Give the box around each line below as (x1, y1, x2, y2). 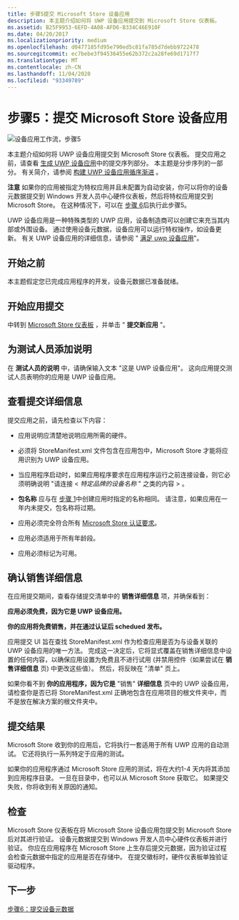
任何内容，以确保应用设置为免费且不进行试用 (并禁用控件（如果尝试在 (19, 655, 225, 664)
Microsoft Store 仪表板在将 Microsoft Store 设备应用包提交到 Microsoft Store (7, 826, 232, 834)
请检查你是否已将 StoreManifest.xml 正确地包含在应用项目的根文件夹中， (7, 689, 221, 697)
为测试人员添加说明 (7, 344, 92, 356)
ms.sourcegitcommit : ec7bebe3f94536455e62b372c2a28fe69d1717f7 (7, 51, 200, 58)
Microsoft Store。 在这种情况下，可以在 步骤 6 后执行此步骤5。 (7, 201, 191, 209)
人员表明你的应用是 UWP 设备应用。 (13, 372, 120, 381)
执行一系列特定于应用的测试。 (40, 749, 128, 758)
